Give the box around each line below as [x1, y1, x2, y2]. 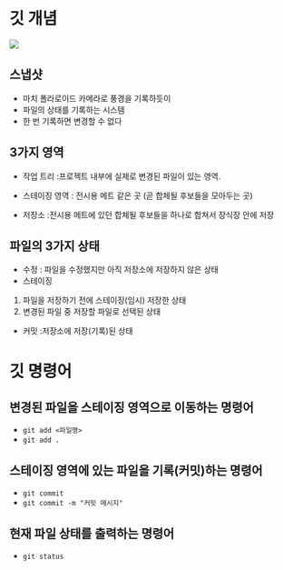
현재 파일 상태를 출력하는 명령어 [9, 525, 175, 541]
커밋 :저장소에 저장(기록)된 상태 [22, 325, 133, 336]
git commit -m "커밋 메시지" [22, 499, 124, 508]
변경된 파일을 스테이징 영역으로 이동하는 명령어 [9, 399, 254, 415]
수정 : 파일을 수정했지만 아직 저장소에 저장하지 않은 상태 [22, 265, 220, 275]
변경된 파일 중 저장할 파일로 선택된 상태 [22, 306, 161, 317]
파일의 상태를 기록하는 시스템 [22, 104, 125, 115]
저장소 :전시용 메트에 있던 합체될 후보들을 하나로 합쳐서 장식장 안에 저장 [22, 209, 275, 220]
